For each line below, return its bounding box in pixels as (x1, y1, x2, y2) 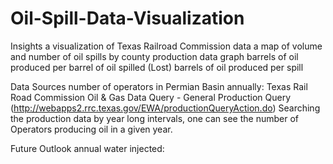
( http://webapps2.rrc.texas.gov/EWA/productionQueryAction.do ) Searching (10, 102, 321, 114)
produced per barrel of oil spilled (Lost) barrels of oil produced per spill (10, 61, 304, 73)
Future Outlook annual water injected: (10, 142, 165, 154)
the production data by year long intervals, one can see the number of (10, 112, 299, 124)
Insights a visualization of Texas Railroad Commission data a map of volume (10, 40, 323, 52)
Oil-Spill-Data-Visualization (10, 7, 245, 30)
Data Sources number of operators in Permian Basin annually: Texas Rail (10, 80, 308, 92)
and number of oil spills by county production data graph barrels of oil (10, 50, 299, 62)
